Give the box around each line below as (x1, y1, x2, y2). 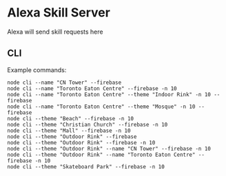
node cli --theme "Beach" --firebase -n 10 (7, 115, 134, 122)
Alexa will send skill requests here (7, 27, 103, 36)
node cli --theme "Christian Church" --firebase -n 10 (7, 121, 168, 128)
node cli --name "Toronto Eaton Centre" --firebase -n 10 (7, 85, 177, 92)
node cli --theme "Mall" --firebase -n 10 (7, 127, 131, 134)
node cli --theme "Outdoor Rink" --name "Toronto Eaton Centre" (7, 151, 196, 158)
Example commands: (7, 65, 67, 74)
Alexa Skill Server (7, 5, 110, 21)
